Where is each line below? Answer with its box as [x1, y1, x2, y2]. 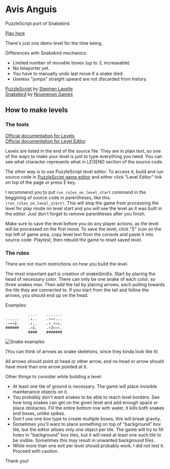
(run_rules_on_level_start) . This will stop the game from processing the [5, 199, 159, 206]
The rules [5, 249, 29, 256]
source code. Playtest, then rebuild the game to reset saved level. [5, 237, 143, 243]
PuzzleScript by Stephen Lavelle [5, 85, 73, 92]
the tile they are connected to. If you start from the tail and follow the [5, 287, 149, 293]
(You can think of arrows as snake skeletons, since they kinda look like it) [5, 348, 158, 354]
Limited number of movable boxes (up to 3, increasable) [12, 59, 130, 65]
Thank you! [5, 458, 29, 464]
